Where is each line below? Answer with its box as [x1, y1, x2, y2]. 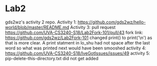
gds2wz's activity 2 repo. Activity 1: [5, 19, 77, 25]
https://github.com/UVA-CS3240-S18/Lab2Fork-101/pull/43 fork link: [5, 29, 143, 35]
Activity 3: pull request [70, 24, 116, 30]
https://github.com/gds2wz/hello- [77, 19, 146, 25]
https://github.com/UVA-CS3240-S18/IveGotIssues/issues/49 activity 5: [5, 50, 150, 56]
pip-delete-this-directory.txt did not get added [5, 55, 99, 61]
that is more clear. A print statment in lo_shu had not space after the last [5, 40, 150, 45]
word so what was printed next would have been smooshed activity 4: [5, 45, 147, 51]
